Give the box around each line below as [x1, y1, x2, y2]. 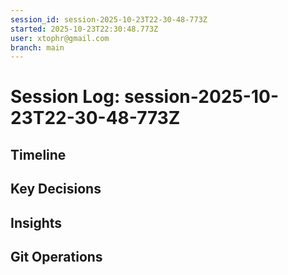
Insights [10, 214, 63, 231]
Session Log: [10, 86, 121, 108]
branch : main [10, 42, 65, 53]
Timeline [10, 146, 67, 163]
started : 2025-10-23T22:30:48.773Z [10, 24, 159, 34]
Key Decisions [10, 181, 102, 198]
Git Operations [10, 249, 103, 265]
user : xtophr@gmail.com [10, 33, 110, 43]
